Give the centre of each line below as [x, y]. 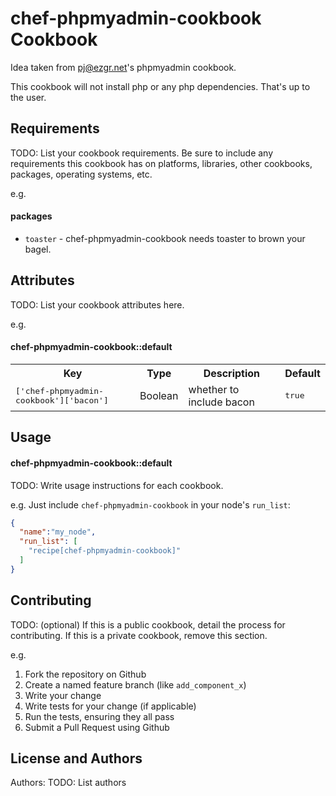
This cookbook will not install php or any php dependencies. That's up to [160, 86]
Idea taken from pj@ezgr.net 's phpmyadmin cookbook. [123, 67]
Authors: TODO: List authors [68, 783]
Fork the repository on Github [85, 674]
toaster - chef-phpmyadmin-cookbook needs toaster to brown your [165, 238]
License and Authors [76, 758]
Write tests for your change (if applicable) [110, 706]
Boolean [159, 395]
